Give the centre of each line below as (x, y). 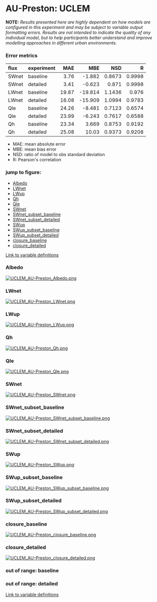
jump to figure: (23, 173)
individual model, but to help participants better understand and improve (79, 38)
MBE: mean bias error (34, 149)
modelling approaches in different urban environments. (61, 43)
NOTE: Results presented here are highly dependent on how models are (78, 22)
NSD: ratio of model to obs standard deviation (59, 155)
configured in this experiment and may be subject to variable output (74, 27)
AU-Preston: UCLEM (48, 9)
